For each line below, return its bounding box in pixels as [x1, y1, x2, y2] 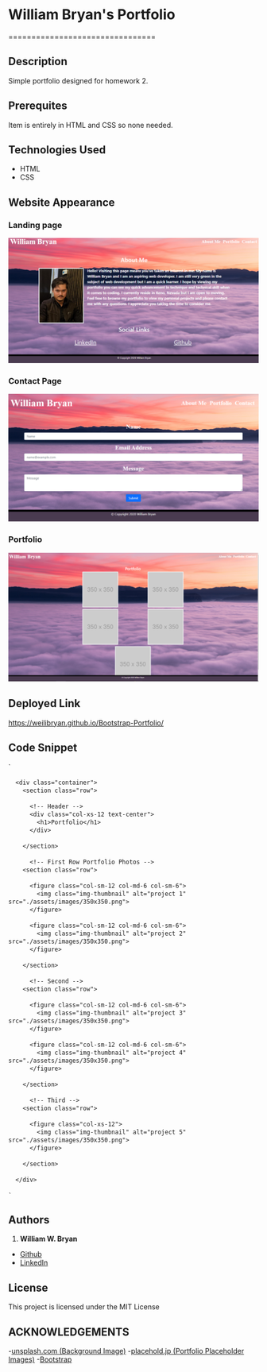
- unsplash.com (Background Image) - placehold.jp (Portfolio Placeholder [8, 1347, 245, 1356]
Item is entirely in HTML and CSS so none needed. [8, 120, 173, 129]
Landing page [8, 219, 63, 230]
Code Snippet [8, 741, 78, 755]
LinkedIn [19, 1258, 48, 1268]
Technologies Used [8, 143, 106, 157]
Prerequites [8, 99, 68, 113]
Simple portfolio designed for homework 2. [8, 75, 149, 85]
